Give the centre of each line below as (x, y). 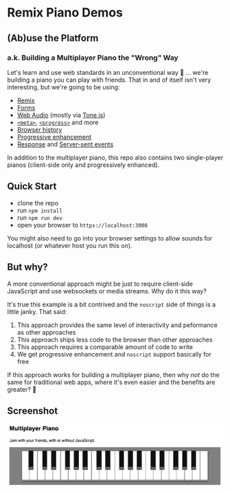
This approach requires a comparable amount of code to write (105, 347)
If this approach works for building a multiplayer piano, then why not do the (113, 374)
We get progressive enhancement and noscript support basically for (114, 354)
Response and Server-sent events (65, 144)
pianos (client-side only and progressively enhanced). (83, 165)
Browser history (39, 129)
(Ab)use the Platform (53, 38)
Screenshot (33, 411)
